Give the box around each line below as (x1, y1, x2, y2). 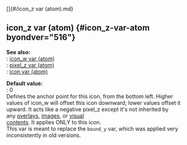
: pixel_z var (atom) (6, 61, 54, 69)
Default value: (6, 79, 43, 87)
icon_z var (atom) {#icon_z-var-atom (6, 23, 150, 33)
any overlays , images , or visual (6, 112, 84, 119)
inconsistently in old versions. (6, 131, 81, 139)
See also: (6, 48, 31, 55)
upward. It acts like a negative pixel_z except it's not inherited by (6, 105, 169, 113)
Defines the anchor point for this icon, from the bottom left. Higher (6, 93, 173, 100)
